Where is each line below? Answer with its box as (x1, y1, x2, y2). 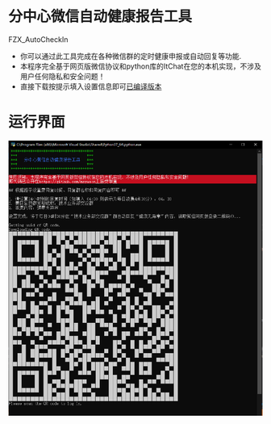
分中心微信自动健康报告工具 (8, 7, 193, 26)
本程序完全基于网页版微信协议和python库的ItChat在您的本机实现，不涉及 (19, 61, 262, 71)
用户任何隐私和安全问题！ (19, 71, 106, 81)
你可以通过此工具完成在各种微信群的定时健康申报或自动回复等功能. (19, 51, 242, 61)
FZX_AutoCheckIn (8, 34, 69, 44)
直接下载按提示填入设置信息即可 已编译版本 (19, 82, 162, 91)
